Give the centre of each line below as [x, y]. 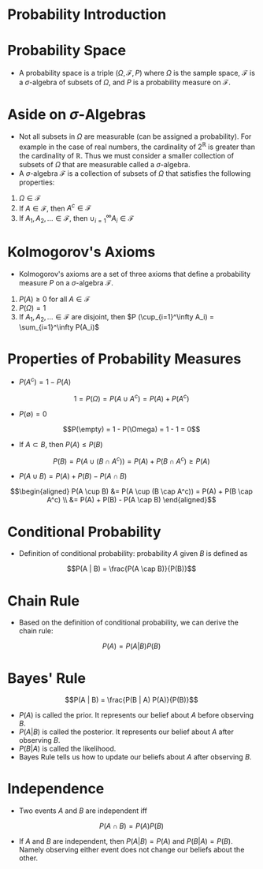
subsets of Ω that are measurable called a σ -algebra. [104, 164]
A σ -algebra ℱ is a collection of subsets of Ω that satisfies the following [135, 173]
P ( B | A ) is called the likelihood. [67, 749]
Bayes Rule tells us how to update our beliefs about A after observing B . [135, 757]
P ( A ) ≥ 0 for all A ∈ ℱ [54, 299]
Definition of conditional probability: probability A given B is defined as [133, 554]
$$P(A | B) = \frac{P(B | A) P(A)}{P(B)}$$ [131, 700]
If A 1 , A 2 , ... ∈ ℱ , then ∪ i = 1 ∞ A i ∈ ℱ [76, 218]
